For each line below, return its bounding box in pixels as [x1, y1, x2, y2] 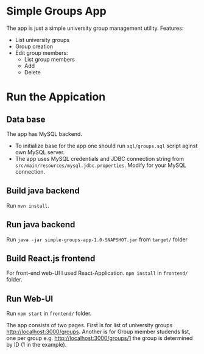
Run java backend [6, 219, 76, 230]
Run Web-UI [6, 294, 54, 304]
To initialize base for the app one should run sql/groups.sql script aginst [15, 142, 198, 149]
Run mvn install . [6, 202, 50, 209]
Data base [6, 114, 46, 124]
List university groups [15, 36, 70, 43]
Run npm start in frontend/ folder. [6, 310, 92, 317]
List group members [24, 55, 75, 63]
